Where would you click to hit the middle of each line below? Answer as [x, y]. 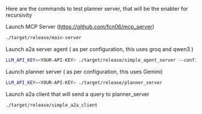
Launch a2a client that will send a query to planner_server [77, 94]
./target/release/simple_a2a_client [52, 105]
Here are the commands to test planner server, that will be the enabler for [97, 9]
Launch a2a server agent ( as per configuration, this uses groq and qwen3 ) [99, 49]
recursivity [19, 15]
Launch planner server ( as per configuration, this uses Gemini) [84, 71]
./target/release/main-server [44, 38]
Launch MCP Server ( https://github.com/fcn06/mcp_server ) [80, 27]
